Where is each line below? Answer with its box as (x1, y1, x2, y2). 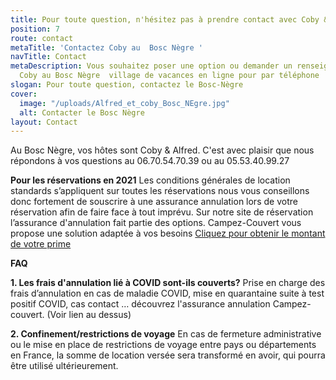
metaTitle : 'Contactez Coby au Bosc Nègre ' (10, 42, 203, 53)
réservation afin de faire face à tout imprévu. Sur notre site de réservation (10, 206, 314, 218)
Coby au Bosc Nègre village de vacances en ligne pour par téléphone (19, 71, 320, 81)
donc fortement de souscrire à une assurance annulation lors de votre (10, 196, 298, 208)
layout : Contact (10, 117, 78, 127)
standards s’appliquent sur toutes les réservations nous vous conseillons (10, 185, 310, 197)
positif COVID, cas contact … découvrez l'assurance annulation (10, 298, 271, 310)
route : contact (10, 33, 74, 43)
